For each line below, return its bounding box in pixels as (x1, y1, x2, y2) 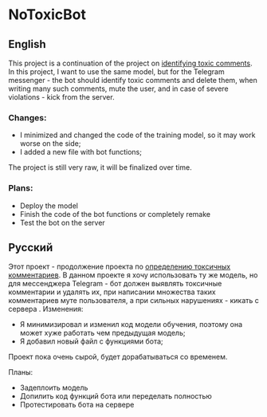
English (8, 37, 46, 51)
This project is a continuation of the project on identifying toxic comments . (8, 58, 253, 68)
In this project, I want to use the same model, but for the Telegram (8, 67, 225, 77)
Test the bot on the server (19, 218, 105, 227)
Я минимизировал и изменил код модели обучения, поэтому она (19, 320, 243, 329)
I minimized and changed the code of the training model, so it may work (19, 130, 256, 140)
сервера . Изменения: (8, 305, 84, 314)
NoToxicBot (8, 6, 86, 24)
